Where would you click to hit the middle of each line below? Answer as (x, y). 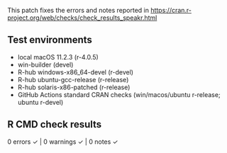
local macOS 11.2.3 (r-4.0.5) (58, 57)
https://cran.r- (171, 10)
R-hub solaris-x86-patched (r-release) (74, 87)
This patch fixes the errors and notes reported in (78, 10)
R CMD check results (55, 124)
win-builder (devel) (45, 64)
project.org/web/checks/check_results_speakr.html (82, 18)
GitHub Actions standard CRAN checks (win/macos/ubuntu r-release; (119, 94)
